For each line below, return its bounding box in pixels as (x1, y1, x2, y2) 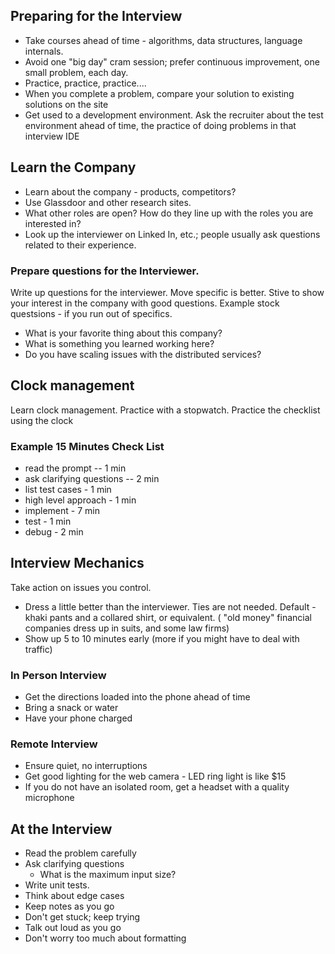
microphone (24, 792, 75, 804)
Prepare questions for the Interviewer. (10, 264, 200, 278)
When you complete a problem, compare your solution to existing (24, 87, 295, 99)
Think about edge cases (24, 890, 125, 902)
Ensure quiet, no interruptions (24, 760, 148, 772)
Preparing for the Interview (10, 8, 183, 25)
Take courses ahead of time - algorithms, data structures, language (24, 34, 303, 46)
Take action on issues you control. (10, 581, 152, 593)
